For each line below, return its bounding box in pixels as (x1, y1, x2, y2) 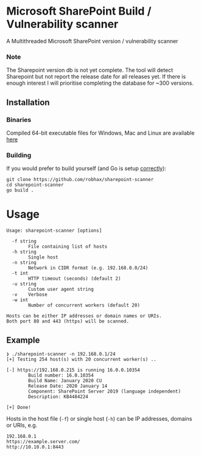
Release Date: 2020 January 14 (28, 383, 108, 389)
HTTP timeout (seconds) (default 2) (28, 276, 121, 282)
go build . (6, 187, 34, 193)
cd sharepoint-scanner (6, 182, 64, 188)
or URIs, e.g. (6, 421, 38, 429)
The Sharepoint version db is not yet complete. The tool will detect (6, 66, 174, 74)
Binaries (6, 115, 32, 124)
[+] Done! (6, 404, 32, 410)
